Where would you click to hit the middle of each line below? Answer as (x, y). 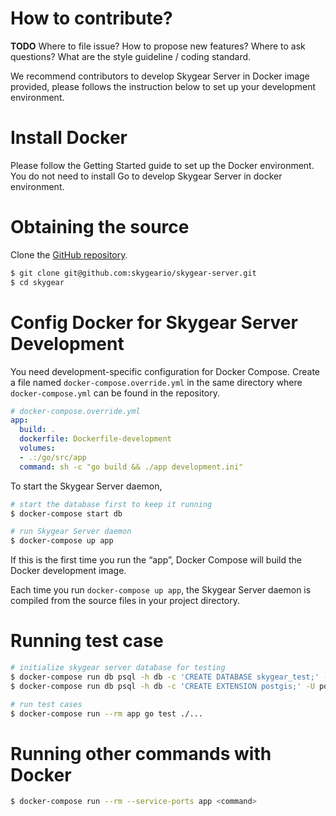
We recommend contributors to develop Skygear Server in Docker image (160, 76)
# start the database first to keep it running (111, 504)
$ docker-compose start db (66, 513)
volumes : (37, 448)
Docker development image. (68, 571)
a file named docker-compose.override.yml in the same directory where (156, 382)
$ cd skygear (37, 282)
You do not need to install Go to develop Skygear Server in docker (146, 176)
